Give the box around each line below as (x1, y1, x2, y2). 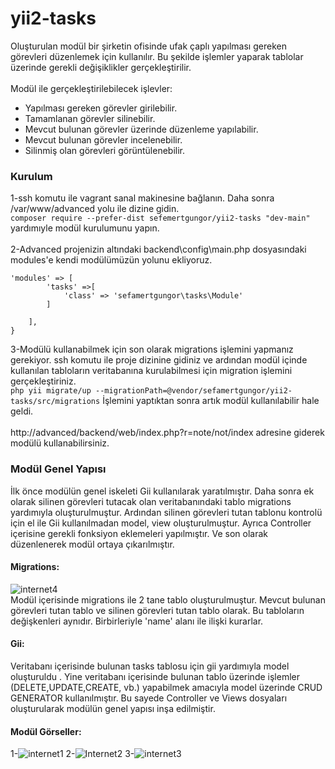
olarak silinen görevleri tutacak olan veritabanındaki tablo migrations (10, 495, 292, 507)
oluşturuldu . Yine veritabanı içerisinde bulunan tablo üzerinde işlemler (10, 670, 300, 682)
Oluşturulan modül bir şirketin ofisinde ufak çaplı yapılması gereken (10, 40, 287, 52)
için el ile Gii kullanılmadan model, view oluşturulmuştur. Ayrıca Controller (10, 517, 312, 529)
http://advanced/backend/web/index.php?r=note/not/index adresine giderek (10, 427, 325, 439)
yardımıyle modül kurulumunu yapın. (10, 222, 160, 234)
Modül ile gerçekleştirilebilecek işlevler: (10, 82, 173, 94)
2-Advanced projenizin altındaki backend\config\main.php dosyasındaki (10, 243, 307, 256)
